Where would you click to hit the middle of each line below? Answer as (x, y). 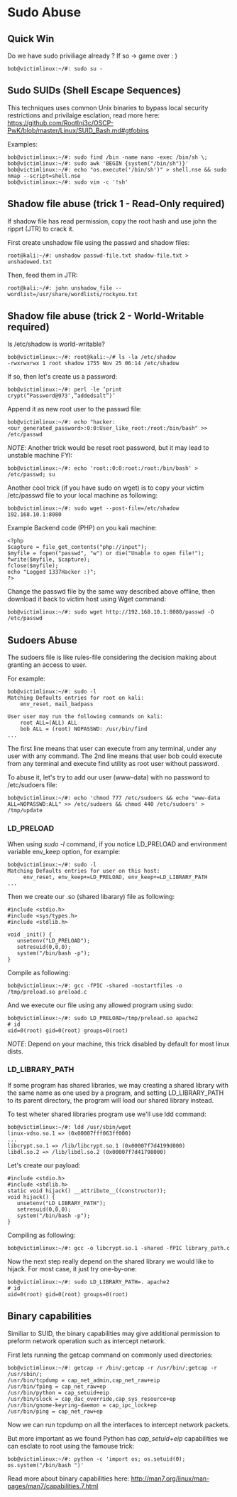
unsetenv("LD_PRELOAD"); (54, 940)
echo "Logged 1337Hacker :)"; (52, 572)
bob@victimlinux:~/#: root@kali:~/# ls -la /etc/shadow (92, 357)
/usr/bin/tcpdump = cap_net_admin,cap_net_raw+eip (84, 1380)
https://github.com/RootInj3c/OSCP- (60, 122)
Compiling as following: (42, 1235)
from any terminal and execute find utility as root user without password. (114, 764)
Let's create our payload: (44, 1165)
